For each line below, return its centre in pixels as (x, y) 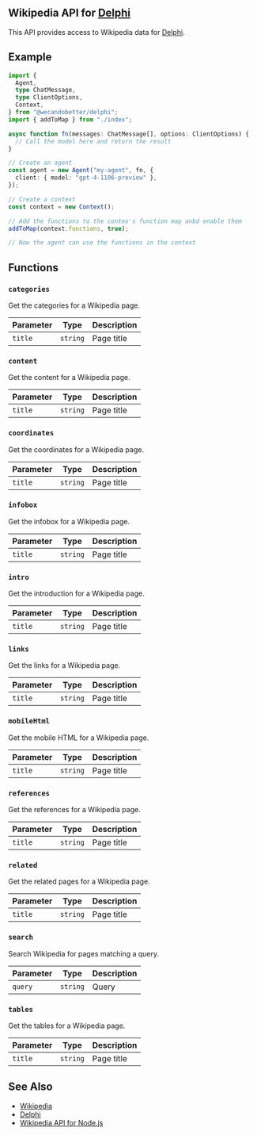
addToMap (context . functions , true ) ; (68, 228)
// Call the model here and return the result (93, 141)
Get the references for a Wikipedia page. (74, 810)
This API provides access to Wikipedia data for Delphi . (96, 32)
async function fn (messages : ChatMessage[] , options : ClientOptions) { (128, 134)
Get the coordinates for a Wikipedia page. (76, 449)
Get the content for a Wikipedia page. (69, 378)
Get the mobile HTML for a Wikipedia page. (79, 738)
